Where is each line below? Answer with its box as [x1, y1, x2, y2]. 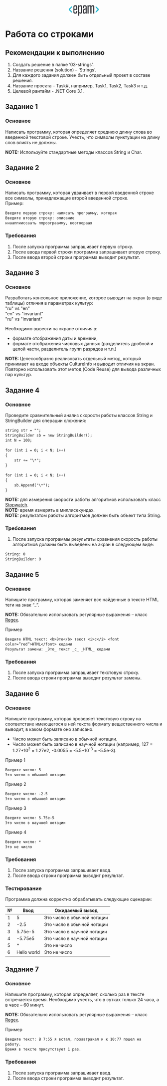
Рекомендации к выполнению [5, 48, 105, 57]
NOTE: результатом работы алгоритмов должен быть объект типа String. [5, 512, 162, 518]
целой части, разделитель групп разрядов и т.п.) [12, 346, 117, 352]
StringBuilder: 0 [5, 557, 41, 562]
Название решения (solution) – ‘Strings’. [12, 67, 96, 73]
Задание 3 [5, 269, 39, 277]
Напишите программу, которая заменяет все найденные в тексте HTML [5, 597, 159, 603]
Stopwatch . [5, 502, 29, 508]
